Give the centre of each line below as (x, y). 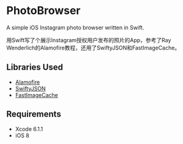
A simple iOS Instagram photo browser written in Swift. (75, 27)
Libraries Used (35, 67)
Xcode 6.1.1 (29, 129)
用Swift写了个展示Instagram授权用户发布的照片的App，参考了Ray (89, 40)
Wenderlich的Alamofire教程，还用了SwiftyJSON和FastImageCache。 (93, 48)
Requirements (34, 114)
